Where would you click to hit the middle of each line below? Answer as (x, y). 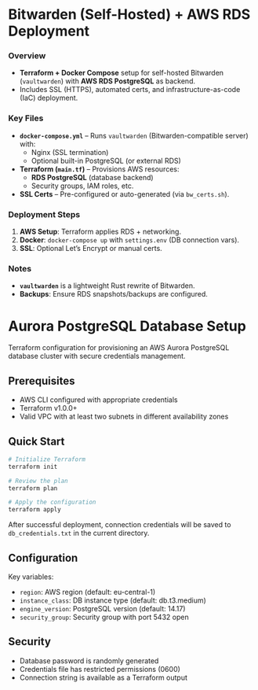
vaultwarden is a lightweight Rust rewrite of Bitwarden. (107, 286)
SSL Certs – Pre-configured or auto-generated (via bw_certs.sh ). (124, 194)
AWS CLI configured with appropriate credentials (98, 400)
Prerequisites (42, 380)
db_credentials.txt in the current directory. (79, 533)
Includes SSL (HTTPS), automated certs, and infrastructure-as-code (130, 90)
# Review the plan (38, 481)
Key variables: (31, 577)
